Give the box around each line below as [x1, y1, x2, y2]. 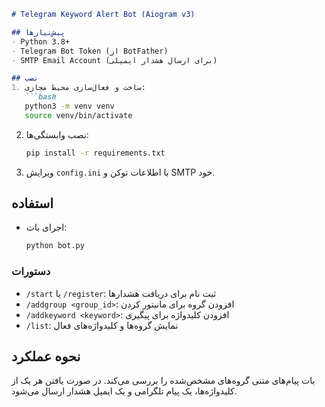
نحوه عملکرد [11, 348, 81, 365]
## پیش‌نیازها [11, 27, 66, 37]
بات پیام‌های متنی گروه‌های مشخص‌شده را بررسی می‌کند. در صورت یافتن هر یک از [11, 375, 316, 387]
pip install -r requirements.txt [25, 148, 166, 158]
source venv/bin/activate [24, 110, 133, 120]
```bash [24, 92, 57, 102]
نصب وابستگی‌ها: [25, 128, 89, 140]
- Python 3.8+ [11, 36, 71, 47]
